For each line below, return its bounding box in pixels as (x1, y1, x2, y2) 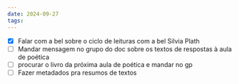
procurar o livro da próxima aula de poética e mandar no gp (17, 60, 193, 68)
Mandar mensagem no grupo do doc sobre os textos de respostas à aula (17, 44, 232, 53)
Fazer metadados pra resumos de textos (17, 68, 137, 77)
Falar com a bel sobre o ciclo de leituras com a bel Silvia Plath (17, 36, 200, 45)
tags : (7, 17, 24, 24)
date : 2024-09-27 (7, 10, 59, 18)
